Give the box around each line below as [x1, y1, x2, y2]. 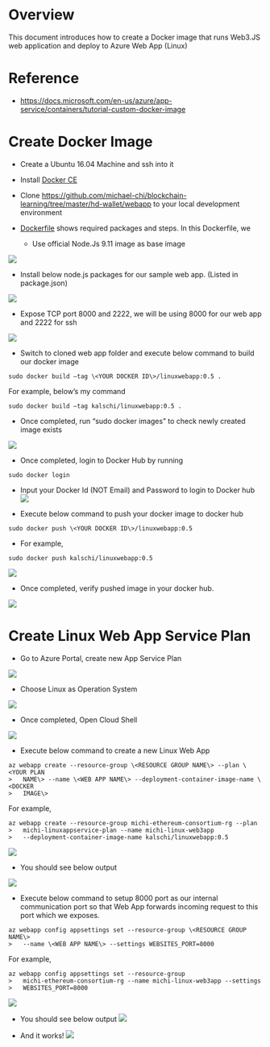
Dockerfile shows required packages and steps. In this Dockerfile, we [19, 223, 251, 233]
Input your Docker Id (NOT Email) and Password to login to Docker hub [19, 485, 255, 495]
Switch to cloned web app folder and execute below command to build [19, 348, 255, 358]
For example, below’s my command [8, 386, 127, 396]
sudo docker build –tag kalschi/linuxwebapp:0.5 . [8, 401, 182, 410]
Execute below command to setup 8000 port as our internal [19, 893, 218, 903]
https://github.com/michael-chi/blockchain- [41, 190, 187, 200]
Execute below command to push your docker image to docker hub [19, 509, 243, 518]
